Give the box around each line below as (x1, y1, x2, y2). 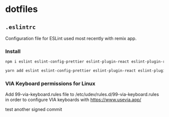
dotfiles (5, 3, 38, 15)
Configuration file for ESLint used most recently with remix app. (5, 35, 137, 41)
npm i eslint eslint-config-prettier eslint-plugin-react (5, 59, 129, 64)
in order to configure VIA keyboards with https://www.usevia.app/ (5, 96, 142, 103)
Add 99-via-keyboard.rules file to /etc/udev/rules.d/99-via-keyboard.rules (5, 91, 159, 97)
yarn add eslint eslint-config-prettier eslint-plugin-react (5, 68, 136, 73)
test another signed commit (5, 106, 62, 112)
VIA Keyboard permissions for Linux (5, 80, 96, 87)
